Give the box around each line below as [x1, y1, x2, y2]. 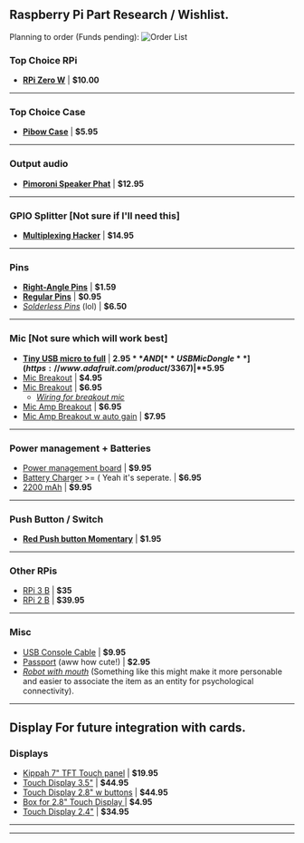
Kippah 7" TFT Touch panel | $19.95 [22, 768, 158, 779]
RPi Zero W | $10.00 [22, 74, 100, 85]
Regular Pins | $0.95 [22, 291, 102, 302]
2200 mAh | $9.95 [22, 481, 92, 493]
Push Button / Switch [9, 513, 104, 525]
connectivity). [22, 685, 74, 696]
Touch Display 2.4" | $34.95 [22, 807, 129, 818]
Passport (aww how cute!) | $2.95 [22, 656, 151, 667]
